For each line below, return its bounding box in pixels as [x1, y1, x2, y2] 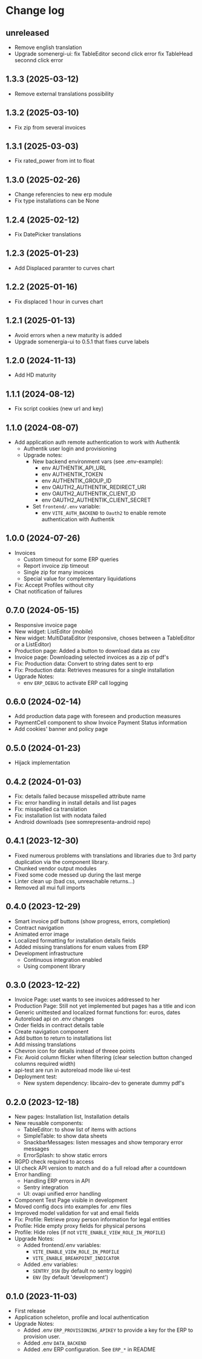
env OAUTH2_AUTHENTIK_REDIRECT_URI [41, 483, 146, 490]
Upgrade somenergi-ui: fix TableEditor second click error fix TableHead [14, 50, 193, 57]
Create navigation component [14, 1028, 89, 1036]
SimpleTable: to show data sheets [23, 1132, 107, 1140]
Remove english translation [14, 44, 82, 51]
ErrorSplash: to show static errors [23, 1152, 108, 1159]
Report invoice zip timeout [23, 562, 89, 569]
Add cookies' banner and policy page [14, 725, 108, 733]
